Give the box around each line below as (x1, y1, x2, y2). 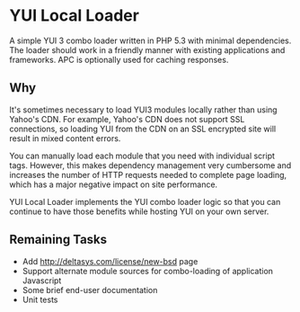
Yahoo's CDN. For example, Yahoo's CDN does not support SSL (9, 113, 245, 124)
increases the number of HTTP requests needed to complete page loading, (9, 169, 287, 180)
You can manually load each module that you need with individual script (9, 150, 276, 161)
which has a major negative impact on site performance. (9, 179, 218, 190)
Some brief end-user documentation (22, 284, 158, 295)
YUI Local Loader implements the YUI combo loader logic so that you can (9, 196, 281, 207)
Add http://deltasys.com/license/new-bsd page (22, 255, 199, 266)
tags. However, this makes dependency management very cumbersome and (9, 159, 292, 171)
